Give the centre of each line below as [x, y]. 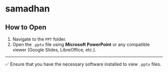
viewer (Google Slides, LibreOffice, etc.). [54, 50]
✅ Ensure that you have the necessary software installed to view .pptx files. [83, 64]
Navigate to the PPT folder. [39, 39]
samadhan [27, 9]
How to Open [26, 27]
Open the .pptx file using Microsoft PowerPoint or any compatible [81, 44]
